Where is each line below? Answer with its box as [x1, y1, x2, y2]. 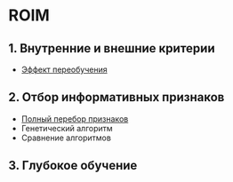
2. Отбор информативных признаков [8, 90, 225, 105]
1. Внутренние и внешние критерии [8, 41, 215, 56]
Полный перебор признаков [20, 113, 129, 124]
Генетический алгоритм [20, 123, 113, 133]
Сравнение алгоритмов [20, 132, 112, 143]
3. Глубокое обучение [8, 158, 138, 173]
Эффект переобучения [20, 64, 108, 75]
